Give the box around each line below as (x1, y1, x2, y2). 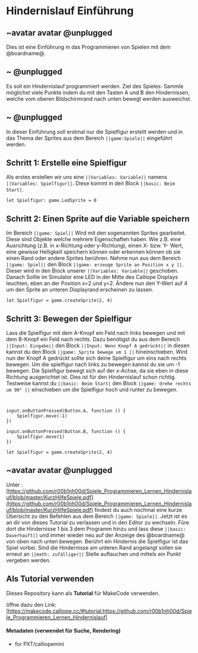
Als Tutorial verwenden (6, 574, 94, 584)
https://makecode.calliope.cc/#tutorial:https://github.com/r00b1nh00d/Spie (8, 607, 193, 614)
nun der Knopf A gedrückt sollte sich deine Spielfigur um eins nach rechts (6, 354, 187, 362)
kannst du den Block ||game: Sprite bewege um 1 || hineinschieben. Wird (6, 348, 188, 356)
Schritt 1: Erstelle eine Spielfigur (6, 158, 127, 168)
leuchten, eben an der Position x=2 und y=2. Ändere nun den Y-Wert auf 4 (6, 280, 188, 287)
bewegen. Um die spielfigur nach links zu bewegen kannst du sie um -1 (6, 361, 180, 368)
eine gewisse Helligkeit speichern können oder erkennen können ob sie (6, 248, 181, 255)
